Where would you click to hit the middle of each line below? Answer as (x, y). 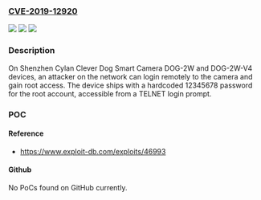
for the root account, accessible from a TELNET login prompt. (110, 93)
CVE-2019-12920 (43, 11)
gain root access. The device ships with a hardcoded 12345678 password (130, 85)
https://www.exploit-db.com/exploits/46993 (93, 151)
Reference (26, 133)
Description (32, 51)
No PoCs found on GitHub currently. (68, 187)
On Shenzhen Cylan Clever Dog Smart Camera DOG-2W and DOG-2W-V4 (130, 68)
